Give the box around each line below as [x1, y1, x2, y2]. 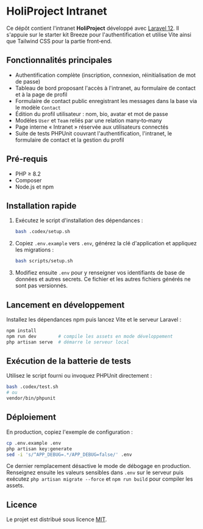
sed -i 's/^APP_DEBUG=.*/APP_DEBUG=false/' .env [6, 452, 132, 458]
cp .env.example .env [6, 440, 62, 446]
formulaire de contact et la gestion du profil [15, 136, 124, 143]
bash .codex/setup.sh [15, 229, 70, 235]
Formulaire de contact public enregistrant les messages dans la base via [15, 97, 198, 104]
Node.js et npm [15, 183, 54, 190]
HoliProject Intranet [6, 4, 108, 18]
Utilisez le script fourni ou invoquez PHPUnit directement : [6, 372, 152, 380]
